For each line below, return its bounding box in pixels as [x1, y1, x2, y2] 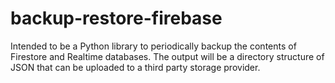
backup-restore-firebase [10, 7, 223, 30]
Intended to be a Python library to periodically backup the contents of [10, 40, 297, 52]
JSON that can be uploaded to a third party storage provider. [10, 61, 261, 73]
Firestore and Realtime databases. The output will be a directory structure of [10, 50, 325, 62]
